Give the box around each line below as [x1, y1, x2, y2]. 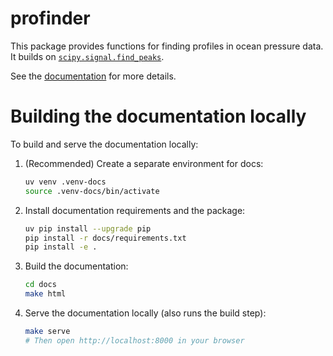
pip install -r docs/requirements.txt [24, 233, 187, 243]
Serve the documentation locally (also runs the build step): [24, 307, 267, 319]
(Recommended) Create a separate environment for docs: [24, 157, 264, 169]
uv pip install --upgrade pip [24, 223, 152, 234]
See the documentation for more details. [10, 70, 177, 82]
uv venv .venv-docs [24, 177, 107, 187]
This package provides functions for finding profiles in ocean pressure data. [10, 40, 324, 52]
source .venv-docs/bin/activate [24, 186, 160, 196]
